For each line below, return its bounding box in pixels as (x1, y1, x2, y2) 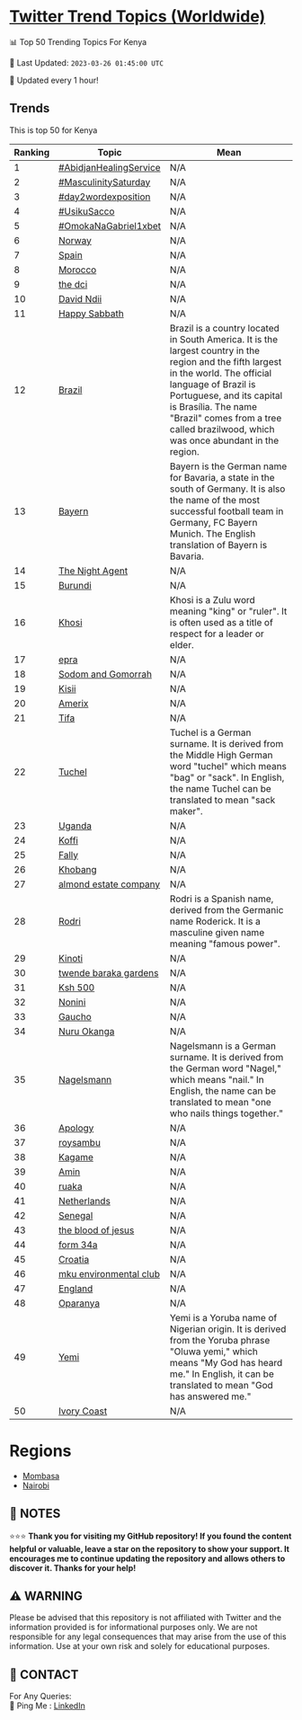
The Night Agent (58, 564, 129, 577)
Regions (9, 1441, 72, 1461)
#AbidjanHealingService (58, 161, 161, 173)
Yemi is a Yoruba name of (169, 1311, 278, 1324)
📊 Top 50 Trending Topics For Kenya (9, 36, 147, 47)
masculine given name (169, 926, 265, 938)
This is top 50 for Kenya (9, 124, 98, 136)
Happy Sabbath (58, 307, 124, 320)
